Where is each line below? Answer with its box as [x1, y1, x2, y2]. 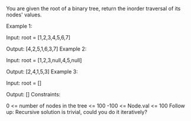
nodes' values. [6, 11, 42, 18]
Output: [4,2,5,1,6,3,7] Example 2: [6, 45, 87, 52]
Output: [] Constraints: [6, 91, 61, 98]
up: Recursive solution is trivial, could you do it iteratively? [6, 109, 148, 115]
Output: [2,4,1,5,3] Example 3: [6, 68, 78, 75]
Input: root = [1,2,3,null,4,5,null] [6, 57, 82, 63]
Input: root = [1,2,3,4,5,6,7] [6, 34, 71, 41]
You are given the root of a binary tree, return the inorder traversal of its [6, 5, 181, 12]
